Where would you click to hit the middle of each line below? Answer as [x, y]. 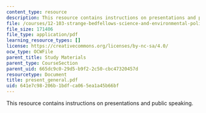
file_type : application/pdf [42, 35]
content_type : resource [37, 12]
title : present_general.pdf [42, 80]
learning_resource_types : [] [44, 40]
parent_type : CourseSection [42, 63]
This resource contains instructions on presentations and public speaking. [100, 103]
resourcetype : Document [37, 75]
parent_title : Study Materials [46, 57]
